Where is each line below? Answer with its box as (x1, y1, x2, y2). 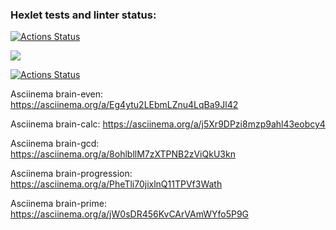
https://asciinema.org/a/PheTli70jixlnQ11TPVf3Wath (10, 178, 223, 190)
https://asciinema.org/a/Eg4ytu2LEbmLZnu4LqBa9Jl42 (10, 99, 239, 111)
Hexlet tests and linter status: (10, 8, 157, 22)
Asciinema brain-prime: (10, 198, 107, 210)
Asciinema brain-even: (10, 88, 104, 100)
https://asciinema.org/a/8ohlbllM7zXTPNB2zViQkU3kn (10, 148, 236, 160)
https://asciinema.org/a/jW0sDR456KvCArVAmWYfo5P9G (10, 208, 250, 220)
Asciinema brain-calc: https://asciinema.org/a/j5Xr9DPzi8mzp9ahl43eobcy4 (10, 118, 326, 130)
